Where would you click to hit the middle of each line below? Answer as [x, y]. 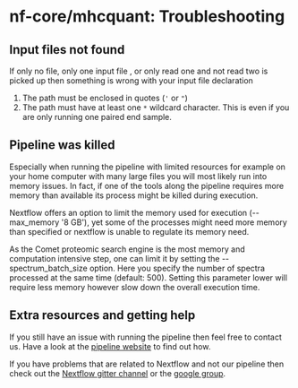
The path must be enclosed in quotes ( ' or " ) [105, 98]
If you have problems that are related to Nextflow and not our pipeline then [147, 364]
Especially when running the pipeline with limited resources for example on [148, 167]
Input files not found [67, 50]
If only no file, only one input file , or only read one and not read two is [139, 71]
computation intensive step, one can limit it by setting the [115, 258]
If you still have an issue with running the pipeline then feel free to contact [145, 337]
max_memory [34, 222]
